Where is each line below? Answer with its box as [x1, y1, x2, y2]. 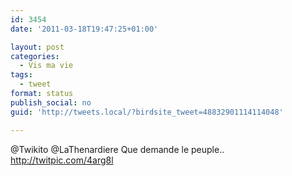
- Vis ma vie [19, 61, 74, 71]
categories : [10, 51, 60, 61]
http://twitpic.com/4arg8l [10, 154, 114, 166]
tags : [10, 70, 33, 80]
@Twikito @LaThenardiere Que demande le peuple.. [10, 143, 225, 155]
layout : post [10, 42, 65, 52]
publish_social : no [10, 97, 92, 108]
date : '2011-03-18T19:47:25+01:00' [10, 24, 159, 34]
